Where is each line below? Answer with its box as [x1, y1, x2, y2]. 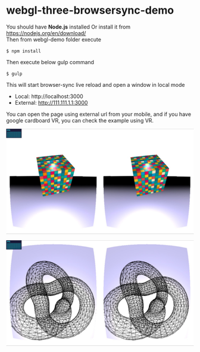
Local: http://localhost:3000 [14, 93, 83, 100]
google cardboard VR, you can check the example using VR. [6, 117, 154, 124]
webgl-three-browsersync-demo [6, 4, 174, 17]
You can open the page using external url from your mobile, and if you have [6, 111, 192, 118]
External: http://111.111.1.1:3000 [14, 99, 88, 106]
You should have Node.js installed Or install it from [6, 23, 131, 30]
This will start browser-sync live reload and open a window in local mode [6, 81, 185, 88]
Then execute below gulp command [6, 58, 94, 65]
